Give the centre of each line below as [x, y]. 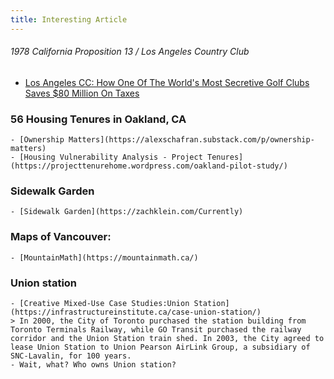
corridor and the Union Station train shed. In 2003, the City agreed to [167, 339]
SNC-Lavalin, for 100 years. [71, 356]
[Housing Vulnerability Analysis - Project [111, 157]
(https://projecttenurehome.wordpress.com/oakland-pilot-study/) [149, 166]
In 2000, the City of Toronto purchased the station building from [163, 321]
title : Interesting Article [69, 19]
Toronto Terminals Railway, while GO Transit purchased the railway [156, 330]
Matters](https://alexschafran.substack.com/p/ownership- [191, 140]
